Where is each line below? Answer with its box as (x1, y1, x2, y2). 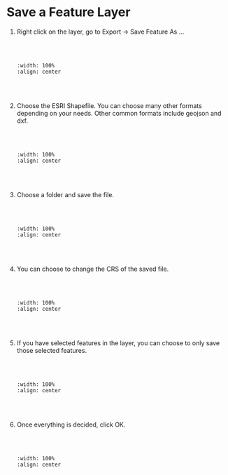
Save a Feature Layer (6, 4, 131, 20)
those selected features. (16, 346, 87, 354)
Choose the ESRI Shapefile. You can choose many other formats (16, 101, 202, 109)
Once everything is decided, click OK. (16, 420, 126, 429)
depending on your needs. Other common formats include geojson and (16, 109, 222, 117)
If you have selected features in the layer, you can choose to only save (16, 338, 220, 347)
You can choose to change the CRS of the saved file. (16, 265, 169, 273)
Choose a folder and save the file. (16, 190, 115, 199)
